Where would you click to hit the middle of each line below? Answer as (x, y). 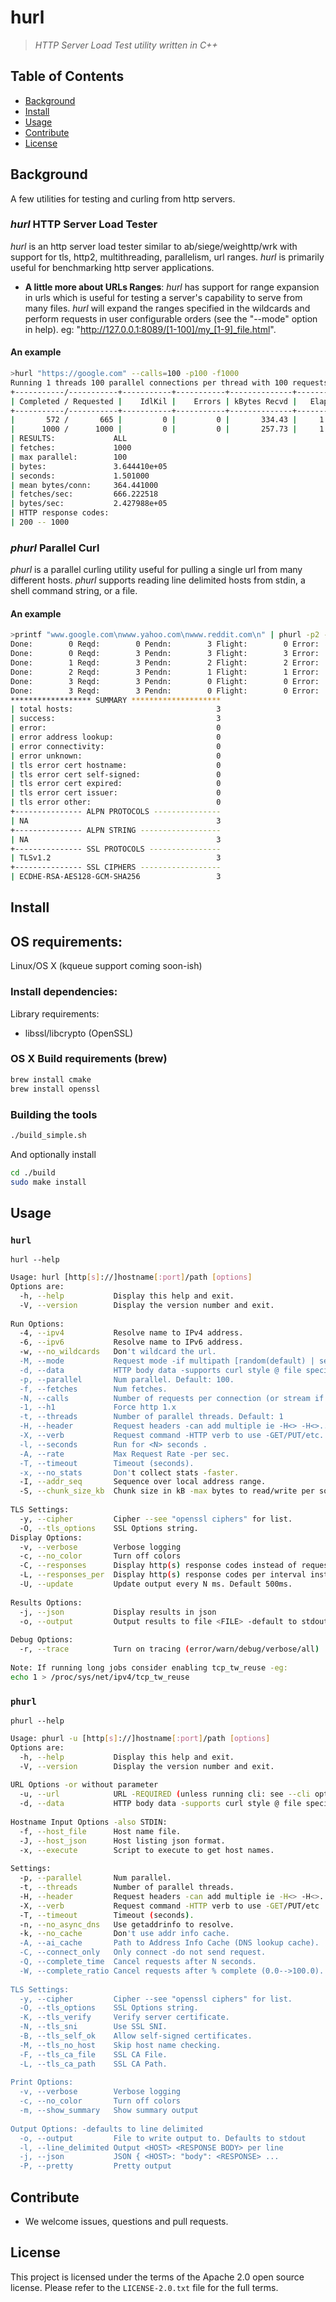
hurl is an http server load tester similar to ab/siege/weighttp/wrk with (154, 246)
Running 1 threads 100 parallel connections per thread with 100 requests (169, 382)
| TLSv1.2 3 (116, 858)
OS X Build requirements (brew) (89, 1059)
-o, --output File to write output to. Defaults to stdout (163, 2138)
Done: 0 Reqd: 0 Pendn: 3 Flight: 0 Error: (165, 644)
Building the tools (54, 1114)
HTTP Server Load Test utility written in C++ (126, 45)
